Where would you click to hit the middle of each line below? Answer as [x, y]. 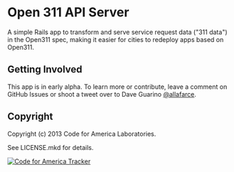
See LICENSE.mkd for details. [50, 147]
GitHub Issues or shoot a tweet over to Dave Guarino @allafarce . [102, 94]
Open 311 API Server [68, 12]
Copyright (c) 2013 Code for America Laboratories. [82, 134]
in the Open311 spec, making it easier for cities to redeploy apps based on [116, 39]
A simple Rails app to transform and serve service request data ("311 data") [117, 32]
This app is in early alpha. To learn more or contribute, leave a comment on [117, 87]
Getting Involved [45, 69]
